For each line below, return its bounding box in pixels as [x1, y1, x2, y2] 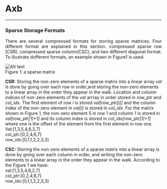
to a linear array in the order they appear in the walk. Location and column [5, 89, 157, 95]
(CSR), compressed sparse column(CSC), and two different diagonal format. [5, 49, 162, 55]
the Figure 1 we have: [5, 162, 49, 168]
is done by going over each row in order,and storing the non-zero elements [5, 84, 159, 90]
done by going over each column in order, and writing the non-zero [5, 152, 143, 158]
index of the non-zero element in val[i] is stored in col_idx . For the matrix [5, 105, 154, 111]
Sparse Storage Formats [5, 27, 65, 34]
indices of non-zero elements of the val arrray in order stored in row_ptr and [5, 94, 162, 100]
